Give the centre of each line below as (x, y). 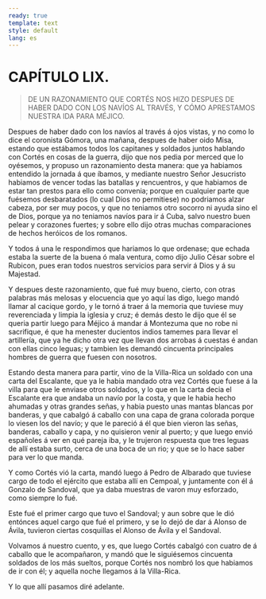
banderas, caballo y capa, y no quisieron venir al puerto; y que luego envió (131, 432)
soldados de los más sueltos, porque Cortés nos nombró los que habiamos (131, 563)
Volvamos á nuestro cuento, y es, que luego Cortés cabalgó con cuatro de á (133, 546)
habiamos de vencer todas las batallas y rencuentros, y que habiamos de (128, 182)
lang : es (23, 38)
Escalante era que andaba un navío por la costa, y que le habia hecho (122, 398)
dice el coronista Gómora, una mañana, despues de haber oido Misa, (121, 140)
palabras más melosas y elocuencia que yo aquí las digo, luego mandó (124, 298)
